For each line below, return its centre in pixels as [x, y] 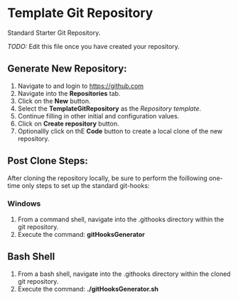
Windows [24, 204]
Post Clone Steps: [48, 161]
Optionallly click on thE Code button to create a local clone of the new [120, 131]
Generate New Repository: [67, 69]
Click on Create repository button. [68, 123]
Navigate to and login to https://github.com [81, 86]
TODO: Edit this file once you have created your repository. [93, 46]
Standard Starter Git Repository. [54, 33]
